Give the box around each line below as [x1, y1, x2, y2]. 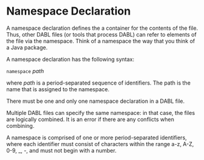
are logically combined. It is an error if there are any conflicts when [6, 116, 175, 123]
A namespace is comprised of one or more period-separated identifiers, [6, 134, 187, 141]
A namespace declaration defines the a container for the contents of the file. [6, 24, 199, 32]
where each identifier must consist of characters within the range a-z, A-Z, [6, 140, 194, 147]
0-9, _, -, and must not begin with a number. [6, 147, 117, 154]
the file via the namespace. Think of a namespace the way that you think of [6, 37, 195, 44]
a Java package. [6, 44, 47, 51]
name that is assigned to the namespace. [6, 85, 110, 92]
